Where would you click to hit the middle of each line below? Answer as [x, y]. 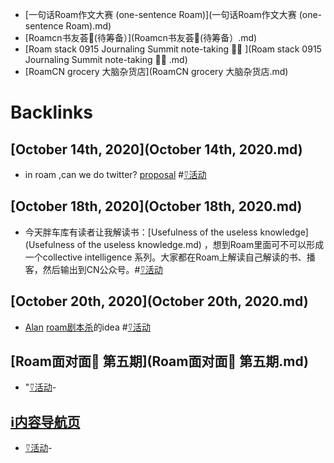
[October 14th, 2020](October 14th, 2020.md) [156, 149]
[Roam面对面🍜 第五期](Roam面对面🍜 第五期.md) [159, 361]
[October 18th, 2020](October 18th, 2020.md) [156, 206]
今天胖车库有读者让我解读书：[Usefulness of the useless [141, 232]
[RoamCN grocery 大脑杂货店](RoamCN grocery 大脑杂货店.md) [156, 71]
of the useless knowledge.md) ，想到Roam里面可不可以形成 [200, 244]
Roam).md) [88, 26]
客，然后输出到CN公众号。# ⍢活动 [93, 269]
